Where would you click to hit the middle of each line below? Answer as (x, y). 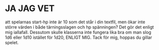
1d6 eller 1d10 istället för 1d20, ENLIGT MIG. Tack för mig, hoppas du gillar (79, 37)
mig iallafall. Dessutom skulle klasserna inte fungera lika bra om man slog (78, 32)
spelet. (12, 42)
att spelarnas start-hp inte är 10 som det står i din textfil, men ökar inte (75, 22)
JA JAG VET (30, 8)
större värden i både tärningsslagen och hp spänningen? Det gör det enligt (79, 27)
